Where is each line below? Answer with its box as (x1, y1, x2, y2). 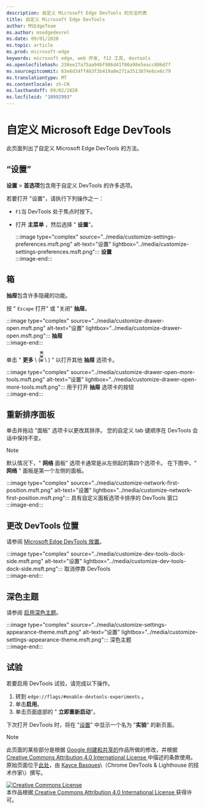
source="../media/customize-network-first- (70, 479, 180, 487)
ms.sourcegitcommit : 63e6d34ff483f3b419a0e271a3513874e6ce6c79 (6, 68, 171, 74)
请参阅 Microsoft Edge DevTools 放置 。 (6, 538, 105, 545)
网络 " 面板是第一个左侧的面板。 (6, 467, 88, 475)
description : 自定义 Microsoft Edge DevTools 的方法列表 (6, 10, 147, 16)
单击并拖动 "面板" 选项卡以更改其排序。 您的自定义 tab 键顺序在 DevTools (6, 427, 192, 434)
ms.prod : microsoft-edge (6, 49, 70, 55)
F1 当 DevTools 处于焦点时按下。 (15, 207, 96, 215)
